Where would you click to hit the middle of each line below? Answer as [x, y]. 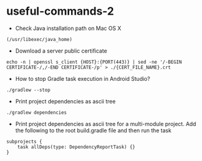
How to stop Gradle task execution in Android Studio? [83, 78]
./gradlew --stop [28, 90]
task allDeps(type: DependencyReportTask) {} [77, 147]
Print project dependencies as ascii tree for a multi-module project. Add [106, 124]
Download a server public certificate [61, 51]
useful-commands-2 [60, 11]
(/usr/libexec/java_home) [39, 39]
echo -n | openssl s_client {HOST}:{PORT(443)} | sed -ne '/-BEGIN [94, 62]
